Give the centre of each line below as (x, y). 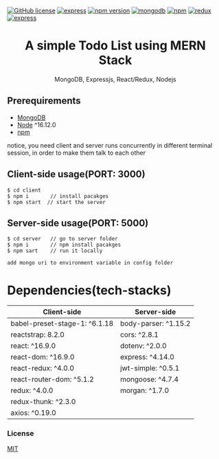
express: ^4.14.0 (147, 357)
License (21, 434)
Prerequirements (44, 101)
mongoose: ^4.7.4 (149, 379)
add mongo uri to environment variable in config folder (90, 263)
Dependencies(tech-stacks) (89, 290)
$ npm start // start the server (57, 202)
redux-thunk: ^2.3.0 (43, 402)
